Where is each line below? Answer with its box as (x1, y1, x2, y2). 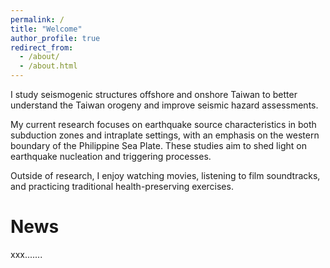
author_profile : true (10, 33, 101, 43)
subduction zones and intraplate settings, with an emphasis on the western (10, 129, 320, 141)
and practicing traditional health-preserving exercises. (10, 181, 234, 192)
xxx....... (10, 248, 43, 260)
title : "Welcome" (10, 24, 83, 34)
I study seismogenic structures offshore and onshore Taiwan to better (10, 89, 298, 100)
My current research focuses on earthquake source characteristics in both (10, 119, 317, 130)
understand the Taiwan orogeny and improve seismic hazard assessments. (10, 99, 319, 111)
